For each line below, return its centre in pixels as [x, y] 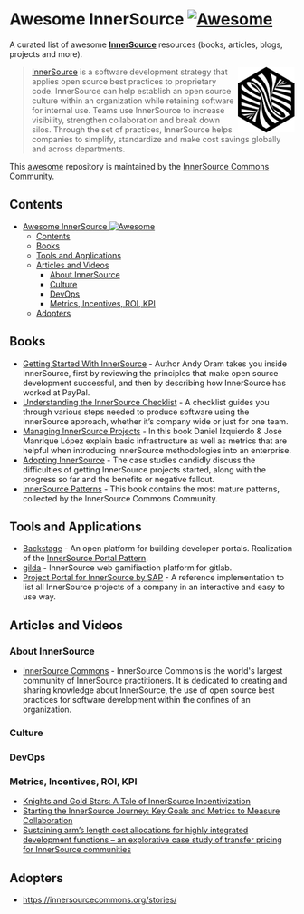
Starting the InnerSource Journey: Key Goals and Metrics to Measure [151, 811]
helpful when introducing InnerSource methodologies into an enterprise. [157, 450]
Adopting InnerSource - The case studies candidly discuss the [139, 460]
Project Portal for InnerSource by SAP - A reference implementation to [153, 578]
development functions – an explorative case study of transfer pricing [152, 840]
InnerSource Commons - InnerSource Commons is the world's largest [152, 671]
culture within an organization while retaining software [133, 101]
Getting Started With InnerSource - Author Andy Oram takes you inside [155, 364]
